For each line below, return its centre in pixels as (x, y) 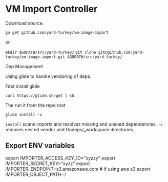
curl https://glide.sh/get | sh (40, 95)
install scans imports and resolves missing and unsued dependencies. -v (84, 124)
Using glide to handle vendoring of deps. (48, 76)
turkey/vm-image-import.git (35, 57)
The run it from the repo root (35, 105)
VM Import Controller (51, 9)
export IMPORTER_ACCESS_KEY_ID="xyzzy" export (60, 158)
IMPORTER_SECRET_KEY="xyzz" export (48, 163)
